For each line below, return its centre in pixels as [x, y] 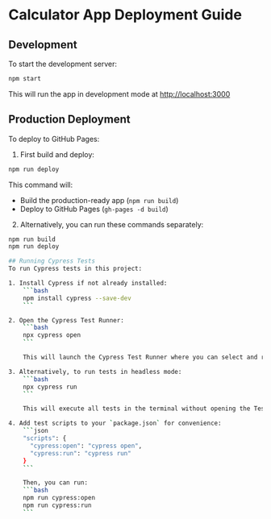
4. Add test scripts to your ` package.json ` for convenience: [115, 424]
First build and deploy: [57, 154]
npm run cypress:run [57, 505]
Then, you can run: [56, 483]
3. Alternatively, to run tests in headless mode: [95, 372]
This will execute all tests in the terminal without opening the [137, 409]
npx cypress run [50, 387]
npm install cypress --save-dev [77, 298]
